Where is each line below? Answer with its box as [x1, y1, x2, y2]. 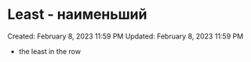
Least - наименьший [7, 5, 147, 24]
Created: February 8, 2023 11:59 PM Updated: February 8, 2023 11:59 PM [7, 31, 244, 41]
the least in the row [18, 46, 82, 56]
